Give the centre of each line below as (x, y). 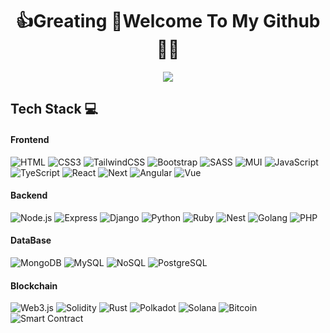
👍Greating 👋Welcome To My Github (168, 21)
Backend (29, 195)
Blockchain (34, 285)
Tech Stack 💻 (54, 109)
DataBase (31, 240)
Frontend (30, 139)
